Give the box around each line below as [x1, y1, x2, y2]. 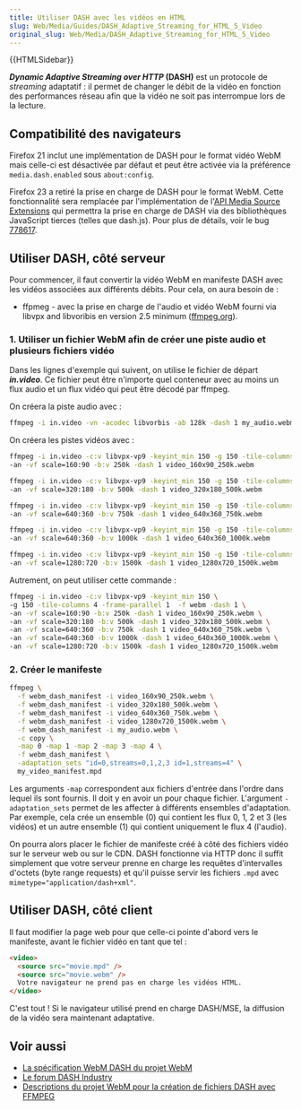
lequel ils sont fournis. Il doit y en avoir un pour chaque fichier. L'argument [9, 793, 283, 803]
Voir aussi [9, 1038, 66, 1054]
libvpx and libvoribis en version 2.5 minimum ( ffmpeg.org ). [21, 311, 238, 321]
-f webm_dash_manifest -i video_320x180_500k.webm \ [17, 700, 219, 709]
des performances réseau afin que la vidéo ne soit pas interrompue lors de [9, 91, 286, 101]
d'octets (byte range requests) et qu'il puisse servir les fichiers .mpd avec [9, 867, 279, 878]
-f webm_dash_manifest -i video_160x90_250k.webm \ [17, 692, 215, 701]
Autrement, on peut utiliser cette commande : [9, 575, 176, 585]
